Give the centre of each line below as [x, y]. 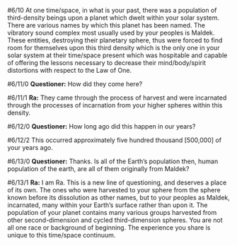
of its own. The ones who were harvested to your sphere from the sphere [114, 190]
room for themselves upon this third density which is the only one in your [114, 48]
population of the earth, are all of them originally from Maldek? [98, 169]
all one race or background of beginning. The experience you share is [109, 228]
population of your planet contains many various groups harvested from [112, 212]
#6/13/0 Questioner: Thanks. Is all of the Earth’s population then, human [113, 161]
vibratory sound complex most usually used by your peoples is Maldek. [111, 33]
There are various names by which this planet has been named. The [106, 25]
